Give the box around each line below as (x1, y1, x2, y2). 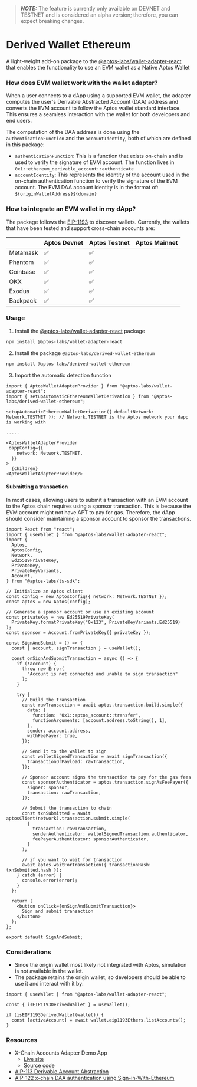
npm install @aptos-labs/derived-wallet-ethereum (6, 361, 131, 367)
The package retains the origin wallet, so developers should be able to (14, 974, 186, 981)
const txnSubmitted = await (21, 810, 91, 816)
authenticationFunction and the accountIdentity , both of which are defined (6, 135, 191, 142)
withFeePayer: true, (27, 733, 78, 739)
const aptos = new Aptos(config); (6, 599, 91, 605)
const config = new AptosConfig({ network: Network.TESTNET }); (6, 593, 168, 599)
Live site (23, 1056, 44, 1063)
